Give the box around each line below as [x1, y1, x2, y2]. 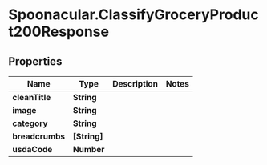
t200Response [8, 22, 110, 41]
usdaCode [12, 144, 53, 155]
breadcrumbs [12, 131, 66, 142]
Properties [8, 54, 63, 68]
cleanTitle [12, 92, 51, 103]
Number [72, 144, 105, 155]
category [12, 118, 48, 129]
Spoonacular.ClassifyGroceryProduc [8, 6, 259, 24]
